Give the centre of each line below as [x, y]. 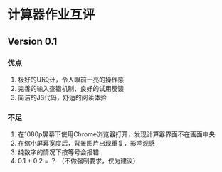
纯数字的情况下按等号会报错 [58, 152]
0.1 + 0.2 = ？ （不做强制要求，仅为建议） [79, 161]
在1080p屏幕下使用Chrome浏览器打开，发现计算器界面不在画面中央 [116, 134]
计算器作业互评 [51, 15]
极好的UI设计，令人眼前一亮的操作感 [71, 80]
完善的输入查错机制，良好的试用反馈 [71, 88]
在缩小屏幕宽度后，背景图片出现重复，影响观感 [86, 144]
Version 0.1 [32, 41]
